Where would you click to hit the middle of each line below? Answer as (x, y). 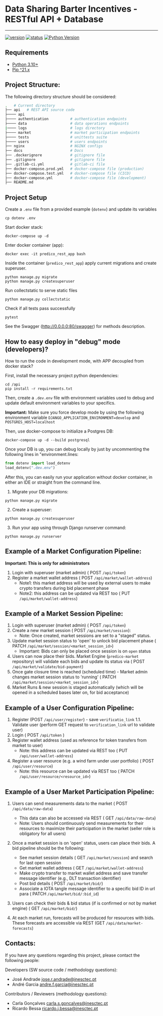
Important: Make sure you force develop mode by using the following (74, 412)
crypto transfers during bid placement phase (64, 588)
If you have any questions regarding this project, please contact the (73, 955)
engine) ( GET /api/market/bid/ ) (45, 908)
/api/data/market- (124, 923)
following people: (22, 960)
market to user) (27, 745)
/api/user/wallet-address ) (46, 756)
